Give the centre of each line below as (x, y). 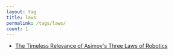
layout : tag (21, 12)
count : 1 (17, 29)
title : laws (21, 18)
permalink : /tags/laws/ (36, 23)
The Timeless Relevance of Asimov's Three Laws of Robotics (91, 46)
